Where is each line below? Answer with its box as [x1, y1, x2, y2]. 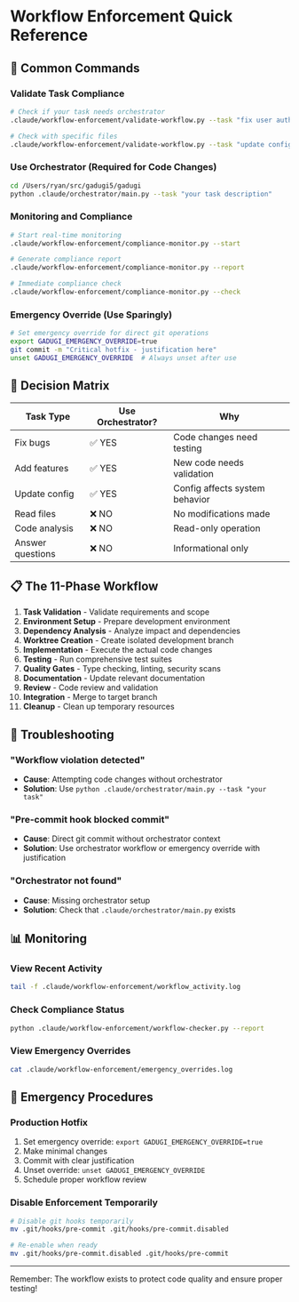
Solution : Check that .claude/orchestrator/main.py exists [22, 904, 236, 915]
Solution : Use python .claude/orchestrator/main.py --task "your [22, 784, 267, 794]
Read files [14, 507, 57, 519]
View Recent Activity [10, 962, 103, 975]
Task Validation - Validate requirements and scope [22, 607, 210, 617]
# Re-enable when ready [10, 1241, 98, 1250]
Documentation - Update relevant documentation [22, 673, 206, 684]
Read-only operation [173, 522, 261, 534]
